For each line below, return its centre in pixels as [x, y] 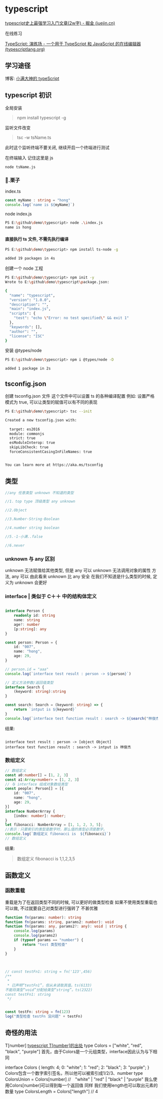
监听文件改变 [18, 128]
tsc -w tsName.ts [34, 137]
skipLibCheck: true [29, 447]
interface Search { [25, 687]
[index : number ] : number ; [40, 816]
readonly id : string [34, 616]
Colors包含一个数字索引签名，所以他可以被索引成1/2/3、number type [74, 1073]
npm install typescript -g [41, 117]
